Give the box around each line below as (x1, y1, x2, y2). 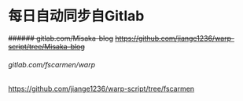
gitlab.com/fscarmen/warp (8, 60, 96, 69)
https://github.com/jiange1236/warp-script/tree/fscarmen (8, 84, 195, 94)
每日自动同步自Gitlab (8, 7, 145, 25)
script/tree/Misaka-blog (8, 41, 85, 51)
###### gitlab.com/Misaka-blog (8, 33, 114, 43)
